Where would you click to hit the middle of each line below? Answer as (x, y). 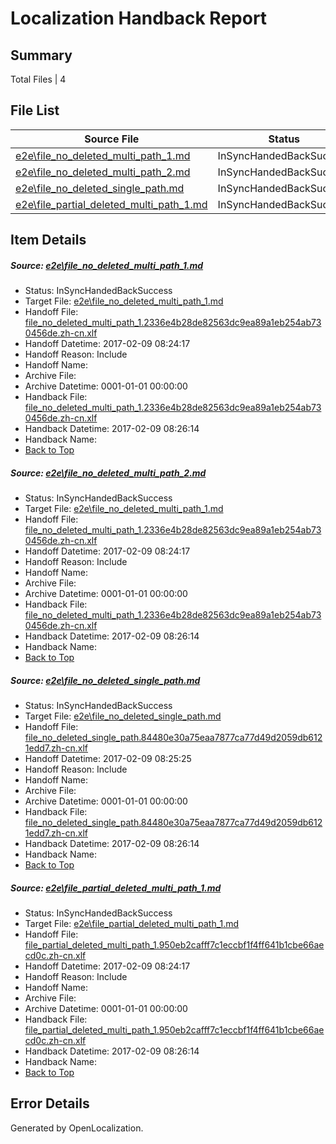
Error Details (50, 1103)
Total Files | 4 (38, 79)
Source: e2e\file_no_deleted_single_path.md (105, 680)
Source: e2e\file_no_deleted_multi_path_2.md (108, 473)
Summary (41, 55)
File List (35, 110)
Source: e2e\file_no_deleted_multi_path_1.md (107, 265)
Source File (112, 139)
